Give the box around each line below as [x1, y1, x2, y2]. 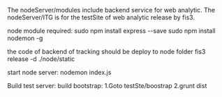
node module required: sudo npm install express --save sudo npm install [7, 27, 216, 35]
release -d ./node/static [7, 55, 75, 63]
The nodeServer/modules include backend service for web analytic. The [7, 6, 215, 14]
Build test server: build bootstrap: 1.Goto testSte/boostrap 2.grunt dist [7, 82, 207, 89]
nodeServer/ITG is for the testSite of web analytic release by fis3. [7, 13, 195, 21]
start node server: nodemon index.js [7, 69, 112, 76]
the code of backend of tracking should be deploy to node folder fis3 [7, 48, 206, 55]
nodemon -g [7, 34, 43, 42]
